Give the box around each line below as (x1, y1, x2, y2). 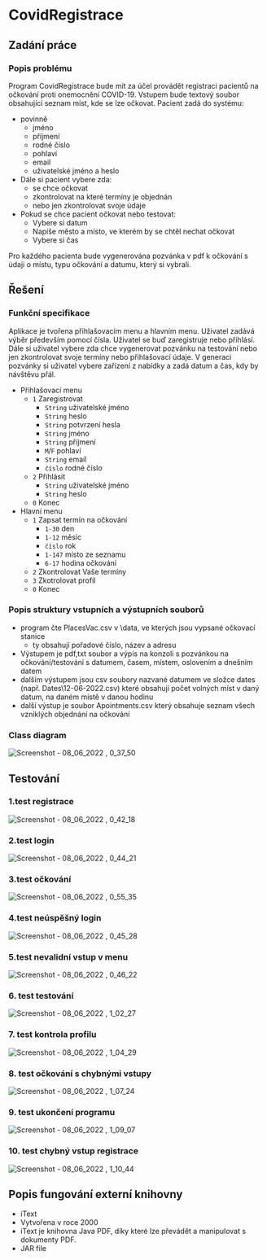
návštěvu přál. (8, 369, 56, 379)
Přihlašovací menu (20, 385, 83, 395)
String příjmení (44, 437, 96, 447)
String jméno (44, 428, 90, 438)
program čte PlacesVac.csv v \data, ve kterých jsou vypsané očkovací (20, 623, 256, 632)
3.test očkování (8, 873, 72, 885)
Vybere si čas (32, 234, 79, 245)
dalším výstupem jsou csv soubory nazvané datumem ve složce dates (20, 674, 256, 685)
